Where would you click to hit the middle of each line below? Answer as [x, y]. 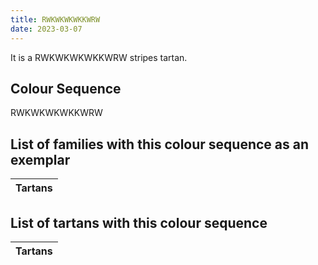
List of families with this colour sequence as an [159, 144]
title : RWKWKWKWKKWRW [55, 19]
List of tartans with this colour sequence [139, 222]
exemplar [40, 159]
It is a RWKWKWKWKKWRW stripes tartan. [99, 57]
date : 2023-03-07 [46, 29]
